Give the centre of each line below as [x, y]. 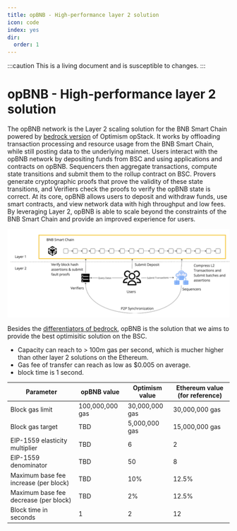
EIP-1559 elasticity [39, 440]
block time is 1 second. [51, 372]
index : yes [23, 30]
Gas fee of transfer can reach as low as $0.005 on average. [104, 365]
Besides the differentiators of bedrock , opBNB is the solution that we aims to [119, 328]
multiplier [24, 448]
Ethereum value [200, 388]
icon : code [23, 22]
